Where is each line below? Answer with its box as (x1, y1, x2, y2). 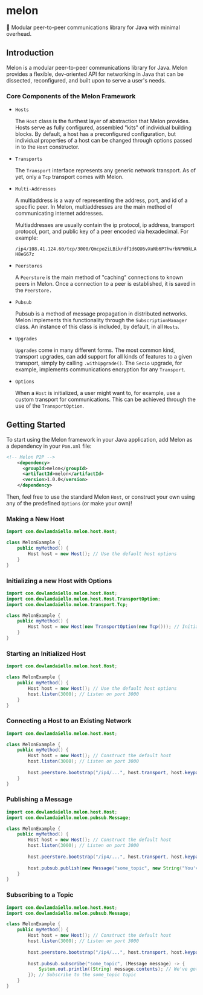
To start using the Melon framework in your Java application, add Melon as (6, 436, 193, 443)
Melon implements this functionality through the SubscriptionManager (14, 317, 187, 324)
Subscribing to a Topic (6, 891, 74, 899)
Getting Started (6, 420, 66, 430)
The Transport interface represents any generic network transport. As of (14, 167, 196, 174)
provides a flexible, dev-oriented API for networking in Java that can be (6, 70, 184, 78)
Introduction (6, 48, 54, 58)
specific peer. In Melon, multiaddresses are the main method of (14, 203, 173, 211)
